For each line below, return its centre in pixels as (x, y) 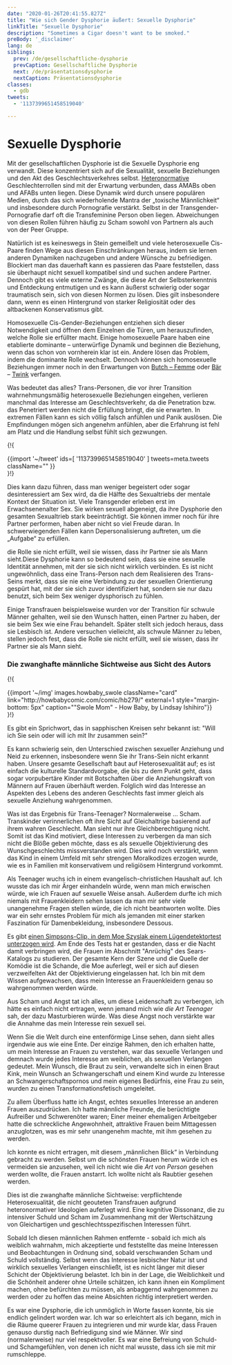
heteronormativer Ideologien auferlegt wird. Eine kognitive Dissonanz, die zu (116, 1210)
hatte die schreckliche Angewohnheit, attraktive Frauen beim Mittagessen (112, 1124)
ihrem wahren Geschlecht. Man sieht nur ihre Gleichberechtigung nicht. (109, 829)
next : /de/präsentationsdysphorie (63, 71)
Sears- (196, 951)
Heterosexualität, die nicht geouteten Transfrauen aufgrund (91, 1202)
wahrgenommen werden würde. (52, 988)
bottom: (18, 707)
